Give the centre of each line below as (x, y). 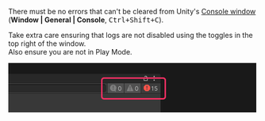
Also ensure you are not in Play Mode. (70, 52)
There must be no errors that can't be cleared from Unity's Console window (132, 11)
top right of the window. (47, 43)
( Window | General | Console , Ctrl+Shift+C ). (86, 20)
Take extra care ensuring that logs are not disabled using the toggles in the (131, 35)
